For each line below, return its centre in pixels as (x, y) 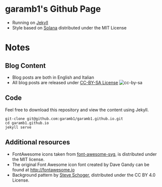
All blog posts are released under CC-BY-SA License (65, 82)
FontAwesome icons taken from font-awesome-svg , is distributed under (84, 154)
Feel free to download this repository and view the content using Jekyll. (77, 110)
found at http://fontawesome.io (43, 169)
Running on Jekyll (30, 23)
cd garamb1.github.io (27, 123)
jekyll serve (18, 127)
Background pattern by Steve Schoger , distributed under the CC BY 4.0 (84, 175)
